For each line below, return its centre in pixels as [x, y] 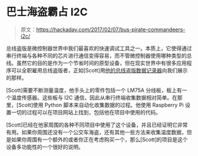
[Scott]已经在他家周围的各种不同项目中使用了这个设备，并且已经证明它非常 [97, 125]
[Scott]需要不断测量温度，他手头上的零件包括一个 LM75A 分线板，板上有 [94, 90]
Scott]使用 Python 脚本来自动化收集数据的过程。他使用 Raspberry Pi [101, 105]
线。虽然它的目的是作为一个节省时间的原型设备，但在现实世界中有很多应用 [96, 63]
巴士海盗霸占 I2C [47, 12]
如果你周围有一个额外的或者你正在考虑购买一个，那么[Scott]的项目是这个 [99, 140]
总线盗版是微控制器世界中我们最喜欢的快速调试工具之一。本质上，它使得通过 [99, 48]
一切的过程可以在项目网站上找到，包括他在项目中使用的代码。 [86, 112]
